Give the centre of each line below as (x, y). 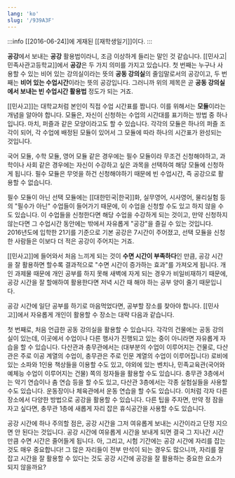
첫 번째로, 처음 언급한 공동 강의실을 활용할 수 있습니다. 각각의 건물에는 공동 (109, 329)
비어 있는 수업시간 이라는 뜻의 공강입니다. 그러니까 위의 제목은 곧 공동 (113, 82)
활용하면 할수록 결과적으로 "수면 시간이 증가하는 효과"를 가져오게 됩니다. (120, 264)
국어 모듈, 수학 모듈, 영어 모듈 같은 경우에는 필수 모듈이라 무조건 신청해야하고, (113, 156)
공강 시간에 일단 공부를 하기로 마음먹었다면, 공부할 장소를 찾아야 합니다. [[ (108, 306)
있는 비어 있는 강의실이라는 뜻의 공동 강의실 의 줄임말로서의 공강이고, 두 (124, 74)
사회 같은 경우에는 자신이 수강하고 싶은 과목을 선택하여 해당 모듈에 (115, 165)
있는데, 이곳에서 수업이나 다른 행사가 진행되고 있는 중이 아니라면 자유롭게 (119, 338)
